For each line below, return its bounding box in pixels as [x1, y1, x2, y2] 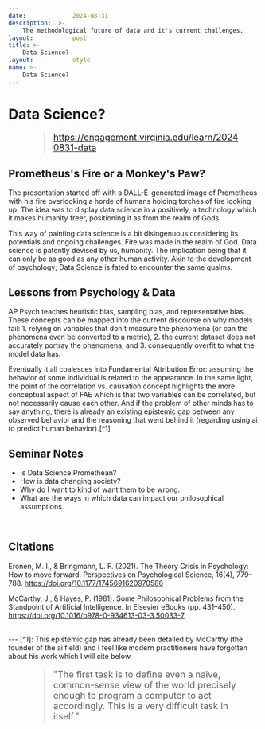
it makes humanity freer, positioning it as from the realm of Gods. [8, 213, 221, 223]
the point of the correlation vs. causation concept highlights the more [8, 381, 236, 391]
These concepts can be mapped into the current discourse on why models [8, 315, 253, 325]
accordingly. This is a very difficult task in [53, 700, 228, 711]
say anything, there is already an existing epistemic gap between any [8, 407, 235, 416]
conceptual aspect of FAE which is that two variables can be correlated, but [8, 390, 256, 400]
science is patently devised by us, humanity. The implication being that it [8, 246, 247, 255]
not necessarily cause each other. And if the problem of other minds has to [8, 399, 254, 408]
